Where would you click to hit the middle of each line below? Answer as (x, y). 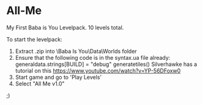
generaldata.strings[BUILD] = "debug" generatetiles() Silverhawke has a (106, 64)
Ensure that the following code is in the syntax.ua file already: (93, 57)
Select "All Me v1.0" (40, 84)
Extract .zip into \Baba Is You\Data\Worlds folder (76, 51)
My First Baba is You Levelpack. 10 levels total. (65, 27)
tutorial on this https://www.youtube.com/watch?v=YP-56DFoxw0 (98, 70)
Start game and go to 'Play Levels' (58, 77)
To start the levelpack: (34, 39)
